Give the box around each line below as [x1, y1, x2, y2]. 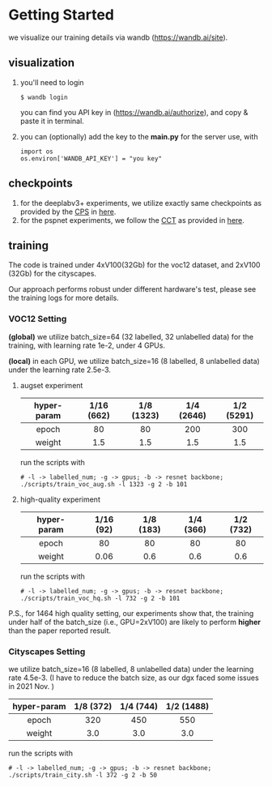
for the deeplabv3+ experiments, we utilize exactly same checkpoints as [19, 198, 261, 207]
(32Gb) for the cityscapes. [8, 269, 97, 279]
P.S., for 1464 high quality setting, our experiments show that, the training [8, 608, 254, 618]
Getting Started [8, 6, 115, 24]
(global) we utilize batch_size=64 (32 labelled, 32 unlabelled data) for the [8, 331, 254, 341]
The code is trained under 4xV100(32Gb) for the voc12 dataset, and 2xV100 [8, 260, 261, 270]
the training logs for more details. [8, 293, 119, 303]
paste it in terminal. [19, 116, 85, 126]
